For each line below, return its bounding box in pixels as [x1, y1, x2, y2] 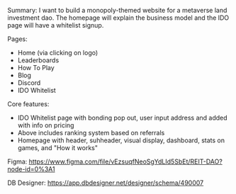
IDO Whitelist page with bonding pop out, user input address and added [17, 113, 228, 122]
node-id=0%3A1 [7, 165, 55, 173]
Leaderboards [17, 56, 60, 64]
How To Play [17, 64, 55, 72]
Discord [17, 79, 41, 87]
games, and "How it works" [17, 144, 98, 152]
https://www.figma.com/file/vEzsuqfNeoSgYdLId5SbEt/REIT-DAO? [28, 157, 223, 166]
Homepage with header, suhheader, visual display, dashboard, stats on [17, 136, 225, 144]
